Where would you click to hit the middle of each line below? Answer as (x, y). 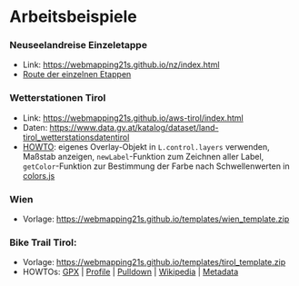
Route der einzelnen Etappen (77, 74)
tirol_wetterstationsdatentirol (76, 137)
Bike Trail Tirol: (43, 242)
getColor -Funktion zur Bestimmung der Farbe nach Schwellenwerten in (156, 166)
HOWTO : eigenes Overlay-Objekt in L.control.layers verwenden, (146, 146)
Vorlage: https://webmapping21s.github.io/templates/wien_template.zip (156, 219)
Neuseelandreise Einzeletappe (79, 45)
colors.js (39, 175)
